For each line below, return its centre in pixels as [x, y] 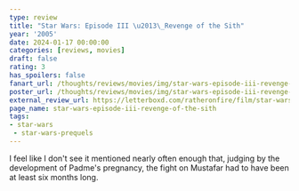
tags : [19, 116]
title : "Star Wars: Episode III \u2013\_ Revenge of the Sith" [127, 26]
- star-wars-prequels [53, 133]
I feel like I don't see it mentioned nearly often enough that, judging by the [145, 158]
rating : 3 [28, 68]
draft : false [33, 59]
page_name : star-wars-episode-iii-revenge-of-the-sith [113, 108]
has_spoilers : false [48, 76]
